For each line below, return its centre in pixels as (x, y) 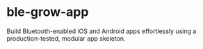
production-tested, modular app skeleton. (66, 38)
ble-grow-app (48, 12)
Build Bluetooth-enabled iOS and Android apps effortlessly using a (101, 31)
